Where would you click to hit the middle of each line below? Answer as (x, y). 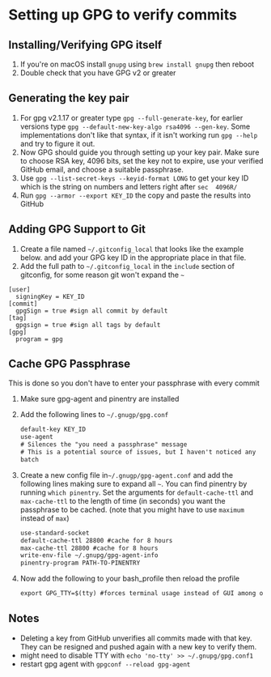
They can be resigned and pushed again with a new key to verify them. (138, 646)
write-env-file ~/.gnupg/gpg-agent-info (89, 556)
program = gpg (39, 339)
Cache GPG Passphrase (70, 364)
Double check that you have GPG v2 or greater (98, 73)
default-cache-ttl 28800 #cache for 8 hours (96, 540)
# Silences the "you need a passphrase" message (104, 445)
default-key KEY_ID (53, 430)
